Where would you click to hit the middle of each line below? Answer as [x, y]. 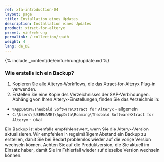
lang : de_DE [17, 46]
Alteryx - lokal [27, 119]
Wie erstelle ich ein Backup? [40, 73]
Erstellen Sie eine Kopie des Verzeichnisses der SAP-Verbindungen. [81, 94]
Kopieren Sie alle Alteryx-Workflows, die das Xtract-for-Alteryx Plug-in [84, 84]
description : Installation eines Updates [48, 23]
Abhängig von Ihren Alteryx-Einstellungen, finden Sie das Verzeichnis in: [86, 99]
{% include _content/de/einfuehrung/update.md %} [57, 60]
